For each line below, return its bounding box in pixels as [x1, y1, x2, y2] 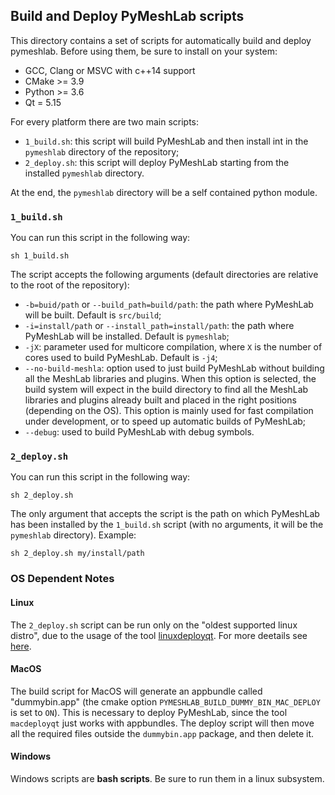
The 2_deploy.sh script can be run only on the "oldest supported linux [10, 619, 298, 631]
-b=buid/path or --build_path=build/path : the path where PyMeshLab [24, 299, 314, 311]
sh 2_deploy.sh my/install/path [10, 549, 145, 559]
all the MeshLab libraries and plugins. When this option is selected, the [24, 373, 317, 385]
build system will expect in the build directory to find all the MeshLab [24, 384, 309, 396]
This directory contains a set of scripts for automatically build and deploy [10, 34, 312, 46]
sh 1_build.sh [10, 251, 70, 261]
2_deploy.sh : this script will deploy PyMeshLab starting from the [24, 156, 290, 168]
